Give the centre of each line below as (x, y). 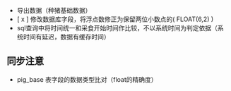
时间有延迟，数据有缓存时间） (66, 37)
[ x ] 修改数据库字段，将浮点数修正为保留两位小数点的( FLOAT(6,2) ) (115, 19)
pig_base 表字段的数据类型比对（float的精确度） (87, 79)
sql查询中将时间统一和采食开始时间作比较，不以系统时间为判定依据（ (117, 28)
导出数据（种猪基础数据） (54, 10)
